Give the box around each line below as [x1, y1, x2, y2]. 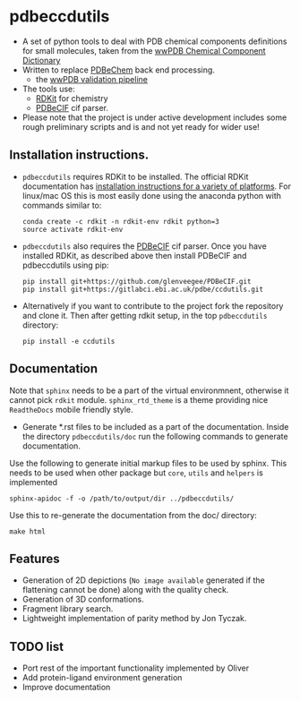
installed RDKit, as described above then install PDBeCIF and [21, 250, 247, 261]
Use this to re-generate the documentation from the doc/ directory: [9, 509, 257, 520]
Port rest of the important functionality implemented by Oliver [21, 663, 249, 673]
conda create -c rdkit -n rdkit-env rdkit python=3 [21, 217, 219, 226]
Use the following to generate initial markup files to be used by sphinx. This [9, 457, 287, 468]
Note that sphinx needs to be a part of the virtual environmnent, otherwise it [9, 385, 289, 396]
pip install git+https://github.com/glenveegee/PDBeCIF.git [21, 277, 252, 286]
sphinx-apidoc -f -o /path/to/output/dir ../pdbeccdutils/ [9, 494, 235, 503]
